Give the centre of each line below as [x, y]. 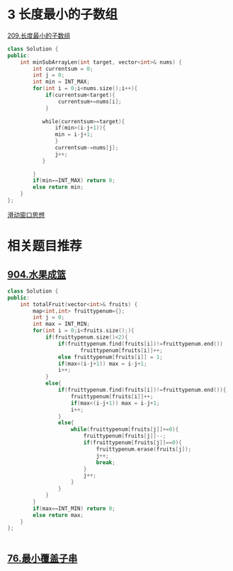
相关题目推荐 [45, 246]
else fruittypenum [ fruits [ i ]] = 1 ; [110, 357]
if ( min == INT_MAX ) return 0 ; [74, 181]
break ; [106, 462]
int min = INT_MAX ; [62, 82]
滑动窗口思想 [26, 215]
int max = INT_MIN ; [62, 324]
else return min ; [58, 187]
